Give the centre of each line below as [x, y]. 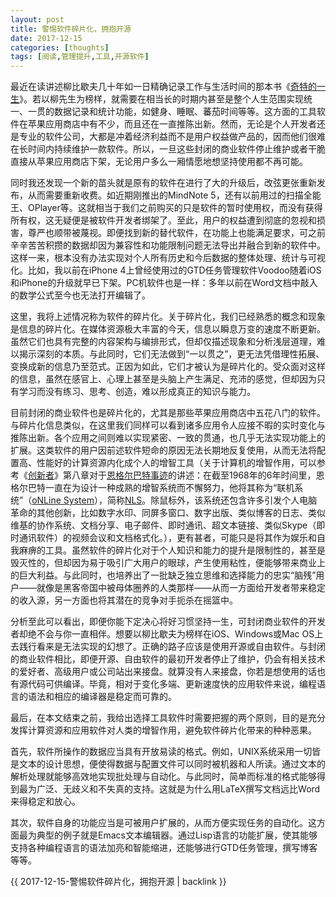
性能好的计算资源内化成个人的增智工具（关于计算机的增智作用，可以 [176, 463]
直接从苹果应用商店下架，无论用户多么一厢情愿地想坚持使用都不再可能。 [159, 162]
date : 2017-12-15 [46, 38]
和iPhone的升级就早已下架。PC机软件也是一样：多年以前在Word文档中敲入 [164, 283]
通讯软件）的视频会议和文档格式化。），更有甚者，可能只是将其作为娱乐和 [167, 538]
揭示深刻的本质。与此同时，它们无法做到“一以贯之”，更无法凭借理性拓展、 [171, 354]
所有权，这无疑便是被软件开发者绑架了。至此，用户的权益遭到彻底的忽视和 [163, 220]
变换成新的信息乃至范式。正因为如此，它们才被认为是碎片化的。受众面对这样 [168, 367]
